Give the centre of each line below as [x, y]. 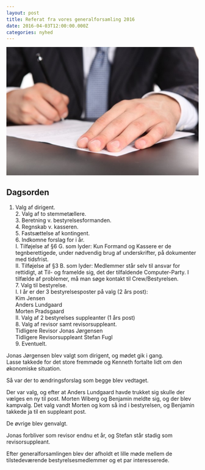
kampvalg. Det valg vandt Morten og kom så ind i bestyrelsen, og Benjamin [101, 405]
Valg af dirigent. [35, 207]
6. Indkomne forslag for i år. [50, 240]
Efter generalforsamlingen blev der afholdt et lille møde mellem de [89, 453]
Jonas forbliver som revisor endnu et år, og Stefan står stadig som [89, 435]
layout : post [23, 13]
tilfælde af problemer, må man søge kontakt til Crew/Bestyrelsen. [97, 279]
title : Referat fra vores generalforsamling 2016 [71, 19]
